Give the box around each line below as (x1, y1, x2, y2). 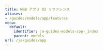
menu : (5, 20, 16, 25)
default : (9, 25, 27, 30)
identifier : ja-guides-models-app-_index (14, 29, 98, 34)
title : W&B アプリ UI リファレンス (5, 7, 70, 12)
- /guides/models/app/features (5, 16, 68, 20)
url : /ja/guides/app (5, 38, 47, 43)
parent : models (14, 34, 44, 39)
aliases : (5, 11, 23, 16)
